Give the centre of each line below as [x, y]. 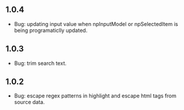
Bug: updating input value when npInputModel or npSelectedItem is [96, 24]
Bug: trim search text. [40, 63]
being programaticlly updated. [51, 30]
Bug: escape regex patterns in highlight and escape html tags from [95, 96]
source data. [29, 102]
